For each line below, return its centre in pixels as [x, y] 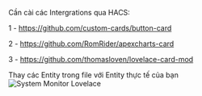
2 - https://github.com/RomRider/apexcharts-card [91, 44]
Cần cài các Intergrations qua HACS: [69, 13]
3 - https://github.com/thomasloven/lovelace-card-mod [101, 59]
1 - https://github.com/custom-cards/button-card [90, 28]
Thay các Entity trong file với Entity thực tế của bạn [94, 75]
